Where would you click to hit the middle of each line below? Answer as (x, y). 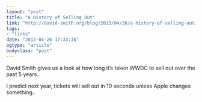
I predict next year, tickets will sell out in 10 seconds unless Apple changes (99, 86)
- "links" (19, 34)
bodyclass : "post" (29, 51)
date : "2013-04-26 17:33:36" (43, 40)
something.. (21, 92)
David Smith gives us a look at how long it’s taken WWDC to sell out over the (101, 68)
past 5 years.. (23, 74)
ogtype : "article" (29, 46)
